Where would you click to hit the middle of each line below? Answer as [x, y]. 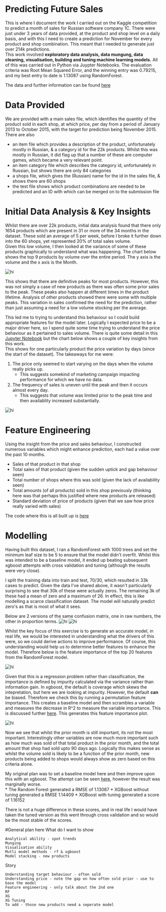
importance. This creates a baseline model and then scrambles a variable [80, 702]
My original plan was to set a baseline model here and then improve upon [80, 773]
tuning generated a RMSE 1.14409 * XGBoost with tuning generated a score [82, 795]
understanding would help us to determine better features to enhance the [80, 646]
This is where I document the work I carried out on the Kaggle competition [81, 23]
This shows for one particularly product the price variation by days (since [80, 349]
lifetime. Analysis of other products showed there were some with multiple [81, 297]
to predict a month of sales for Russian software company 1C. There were [80, 28]
